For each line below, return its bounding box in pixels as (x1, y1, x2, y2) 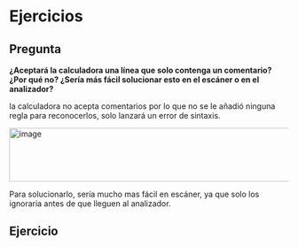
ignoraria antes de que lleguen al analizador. (9, 198, 171, 209)
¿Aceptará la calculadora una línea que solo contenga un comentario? (9, 65, 272, 75)
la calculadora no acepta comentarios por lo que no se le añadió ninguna (9, 101, 276, 112)
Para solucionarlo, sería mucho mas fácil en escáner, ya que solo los (9, 189, 260, 199)
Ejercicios (9, 6, 83, 27)
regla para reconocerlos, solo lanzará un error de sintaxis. (9, 111, 221, 120)
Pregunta (9, 42, 62, 57)
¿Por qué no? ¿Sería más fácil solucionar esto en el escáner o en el (9, 74, 260, 85)
